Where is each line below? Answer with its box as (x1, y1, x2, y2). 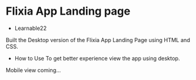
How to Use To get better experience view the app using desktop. (14, 54, 181, 62)
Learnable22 (14, 24, 47, 32)
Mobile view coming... (5, 66, 62, 74)
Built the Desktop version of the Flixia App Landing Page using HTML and (5, 36, 191, 43)
